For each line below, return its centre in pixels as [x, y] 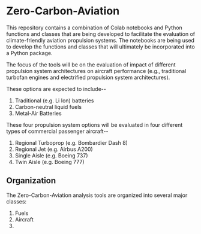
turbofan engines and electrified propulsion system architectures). [88, 77]
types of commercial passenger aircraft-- [58, 131]
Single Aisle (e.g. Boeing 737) [51, 155]
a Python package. [29, 53]
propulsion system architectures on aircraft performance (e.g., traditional [96, 71]
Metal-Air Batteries [38, 113]
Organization [31, 181]
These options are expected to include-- [56, 89]
